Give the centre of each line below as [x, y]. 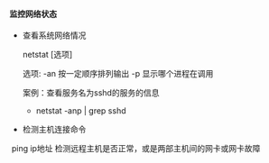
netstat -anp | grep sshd [81, 111]
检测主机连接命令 [54, 130]
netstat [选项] [47, 55]
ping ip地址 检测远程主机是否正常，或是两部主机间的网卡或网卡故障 [136, 149]
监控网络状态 [33, 14]
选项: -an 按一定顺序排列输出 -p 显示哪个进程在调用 [118, 74]
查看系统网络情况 [54, 35]
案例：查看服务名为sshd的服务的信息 [91, 93]
